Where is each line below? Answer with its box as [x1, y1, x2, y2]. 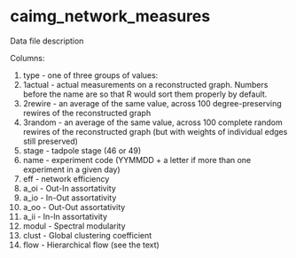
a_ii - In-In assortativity [22, 211, 108, 222]
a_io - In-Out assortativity [22, 192, 117, 203]
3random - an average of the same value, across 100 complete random [22, 117, 283, 128]
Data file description [10, 35, 84, 46]
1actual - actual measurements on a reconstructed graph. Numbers [22, 79, 269, 90]
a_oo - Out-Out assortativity [22, 201, 126, 212]
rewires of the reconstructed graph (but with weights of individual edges [22, 126, 288, 137]
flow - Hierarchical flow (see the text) [22, 239, 160, 250]
